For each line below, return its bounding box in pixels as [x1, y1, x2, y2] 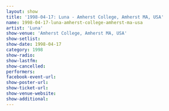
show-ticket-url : [6, 85, 49, 91]
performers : [6, 69, 35, 75]
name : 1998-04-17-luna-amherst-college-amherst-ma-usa [6, 19, 143, 25]
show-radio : [6, 52, 35, 58]
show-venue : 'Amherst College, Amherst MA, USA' [6, 31, 127, 36]
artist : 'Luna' [6, 25, 43, 31]
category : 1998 [6, 47, 43, 53]
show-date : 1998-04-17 [6, 42, 62, 48]
